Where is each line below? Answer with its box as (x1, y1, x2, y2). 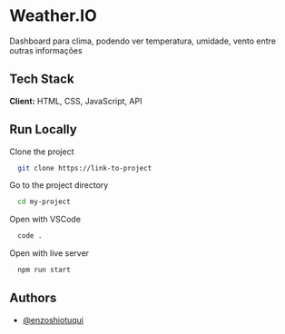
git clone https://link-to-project (17, 163, 152, 172)
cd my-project (17, 197, 71, 207)
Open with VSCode (9, 214, 82, 225)
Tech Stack (9, 72, 74, 87)
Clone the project (9, 146, 74, 157)
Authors (9, 290, 57, 306)
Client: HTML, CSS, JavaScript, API (9, 95, 142, 106)
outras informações (9, 44, 84, 55)
